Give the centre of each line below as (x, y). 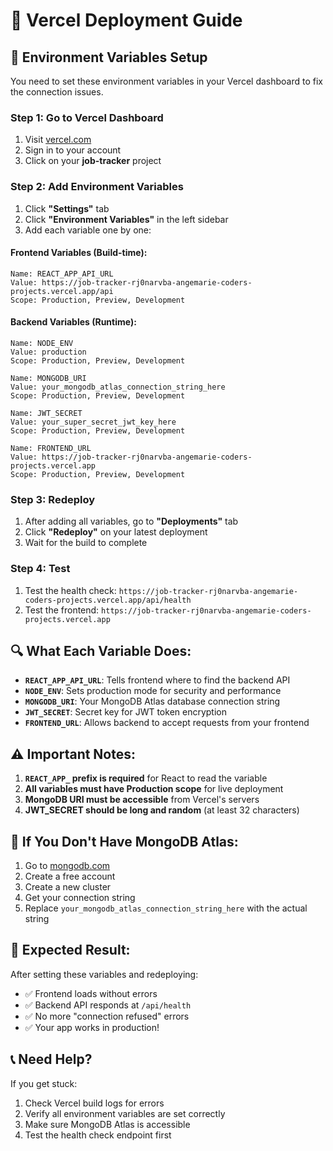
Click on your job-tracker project (93, 161)
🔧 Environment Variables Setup (109, 57)
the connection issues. (57, 92)
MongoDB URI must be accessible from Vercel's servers (142, 800)
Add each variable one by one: (88, 230)
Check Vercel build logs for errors (94, 1103)
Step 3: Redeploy (53, 499)
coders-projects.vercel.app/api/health (108, 600)
